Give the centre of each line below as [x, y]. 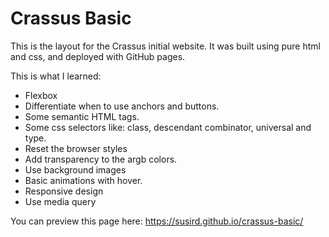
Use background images [75, 169]
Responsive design [64, 191]
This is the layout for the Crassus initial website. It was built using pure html [165, 46]
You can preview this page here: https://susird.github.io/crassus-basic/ [157, 221]
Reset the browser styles [76, 148]
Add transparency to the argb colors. [101, 159]
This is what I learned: [56, 76]
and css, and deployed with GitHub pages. [98, 56]
